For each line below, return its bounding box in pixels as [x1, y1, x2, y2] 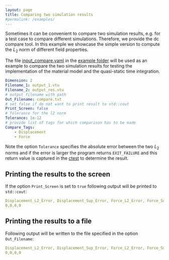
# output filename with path [5, 92, 66, 97]
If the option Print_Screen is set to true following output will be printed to [5, 183, 157, 189]
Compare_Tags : [5, 124, 35, 130]
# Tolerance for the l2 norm [5, 111, 66, 116]
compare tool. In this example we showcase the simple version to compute [5, 41, 160, 47]
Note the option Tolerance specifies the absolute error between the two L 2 [5, 143, 159, 151]
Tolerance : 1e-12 [5, 115, 42, 121]
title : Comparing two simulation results [5, 12, 94, 17]
